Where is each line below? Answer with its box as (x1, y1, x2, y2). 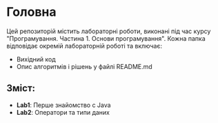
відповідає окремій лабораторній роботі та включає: (6, 41, 163, 50)
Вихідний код (16, 55, 56, 63)
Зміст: (6, 82, 36, 94)
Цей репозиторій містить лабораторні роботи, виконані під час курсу (6, 27, 211, 35)
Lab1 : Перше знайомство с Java (16, 101, 111, 109)
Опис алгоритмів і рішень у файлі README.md (16, 62, 152, 70)
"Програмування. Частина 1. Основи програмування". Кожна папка (6, 34, 206, 42)
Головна (6, 4, 57, 20)
